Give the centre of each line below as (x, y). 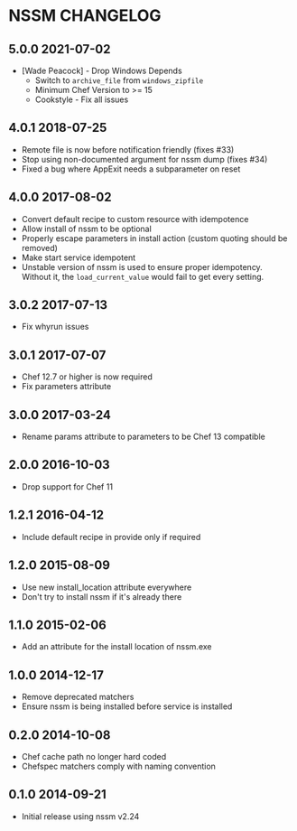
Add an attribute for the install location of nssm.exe (116, 647)
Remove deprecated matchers (78, 697)
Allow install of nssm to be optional (87, 229)
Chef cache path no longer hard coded (94, 756)
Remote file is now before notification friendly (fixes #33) (128, 149)
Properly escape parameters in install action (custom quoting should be (154, 238)
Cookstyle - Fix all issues (82, 99)
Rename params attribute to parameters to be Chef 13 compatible (143, 437)
